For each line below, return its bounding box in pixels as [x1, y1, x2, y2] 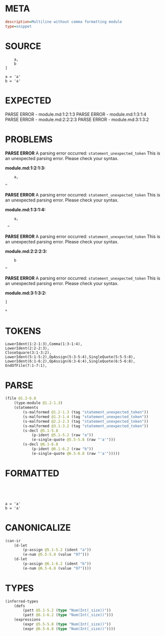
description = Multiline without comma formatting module [5, 19, 122, 24]
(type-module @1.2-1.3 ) [14, 400, 63, 405]
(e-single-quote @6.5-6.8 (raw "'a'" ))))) [31, 451, 120, 456]
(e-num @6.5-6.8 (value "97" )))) [23, 566, 92, 571]
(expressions [14, 617, 41, 622]
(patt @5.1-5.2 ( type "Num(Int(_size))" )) [23, 608, 111, 613]
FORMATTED [5, 468, 60, 479]
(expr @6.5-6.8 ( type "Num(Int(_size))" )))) [23, 626, 116, 631]
